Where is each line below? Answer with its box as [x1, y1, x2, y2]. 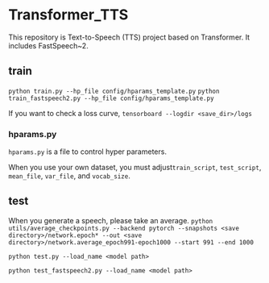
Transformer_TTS [8, 6, 129, 24]
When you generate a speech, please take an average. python [8, 215, 213, 225]
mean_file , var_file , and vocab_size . [8, 171, 130, 181]
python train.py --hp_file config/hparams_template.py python [8, 87, 220, 95]
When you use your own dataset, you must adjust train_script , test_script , [8, 163, 262, 173]
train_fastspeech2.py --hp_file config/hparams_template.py [8, 94, 215, 102]
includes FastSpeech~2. [8, 40, 89, 50]
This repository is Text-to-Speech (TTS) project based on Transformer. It [8, 32, 250, 42]
